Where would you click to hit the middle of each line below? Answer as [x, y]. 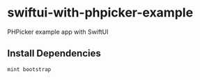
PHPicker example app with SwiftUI [58, 32]
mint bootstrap [29, 69]
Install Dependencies [54, 53]
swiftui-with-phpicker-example [100, 13]
